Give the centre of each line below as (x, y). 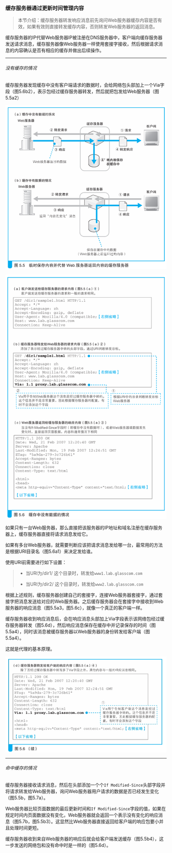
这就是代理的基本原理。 (30, 649)
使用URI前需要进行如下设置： (36, 563)
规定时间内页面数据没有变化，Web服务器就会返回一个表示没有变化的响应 (82, 815)
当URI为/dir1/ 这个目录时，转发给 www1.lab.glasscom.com (84, 573)
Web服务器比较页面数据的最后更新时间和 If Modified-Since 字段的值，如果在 (86, 808)
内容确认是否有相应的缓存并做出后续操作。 (59, 50)
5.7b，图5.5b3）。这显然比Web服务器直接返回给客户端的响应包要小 (89, 821)
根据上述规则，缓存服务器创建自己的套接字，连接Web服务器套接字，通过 (82, 595)
